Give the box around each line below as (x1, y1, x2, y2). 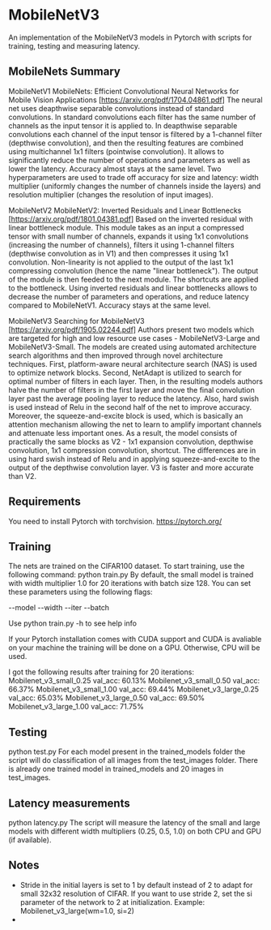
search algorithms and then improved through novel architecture (8, 351, 223, 360)
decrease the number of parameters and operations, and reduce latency (8, 291, 249, 301)
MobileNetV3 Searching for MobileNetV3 (8, 316, 145, 325)
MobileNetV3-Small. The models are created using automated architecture (8, 342, 257, 351)
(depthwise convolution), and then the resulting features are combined (8, 138, 244, 148)
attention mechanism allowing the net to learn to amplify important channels (8, 420, 262, 429)
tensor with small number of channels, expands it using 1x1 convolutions (8, 231, 249, 241)
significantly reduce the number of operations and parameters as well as (8, 155, 251, 165)
